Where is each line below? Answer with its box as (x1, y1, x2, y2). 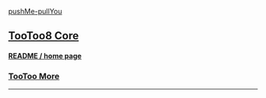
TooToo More (8, 71, 60, 82)
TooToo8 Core (8, 29, 79, 42)
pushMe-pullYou (8, 7, 63, 16)
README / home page (8, 51, 82, 60)
